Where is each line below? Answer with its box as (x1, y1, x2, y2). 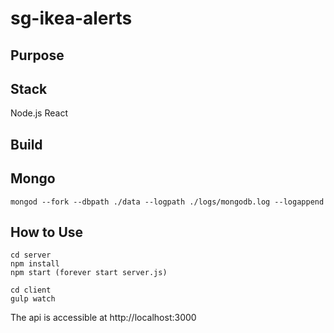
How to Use (10, 223, 84, 241)
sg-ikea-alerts (10, 7, 133, 30)
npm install (10, 259, 60, 269)
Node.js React (10, 107, 68, 119)
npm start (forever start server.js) (10, 268, 168, 278)
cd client (10, 285, 52, 296)
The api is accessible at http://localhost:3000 (10, 312, 197, 324)
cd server (10, 250, 52, 261)
